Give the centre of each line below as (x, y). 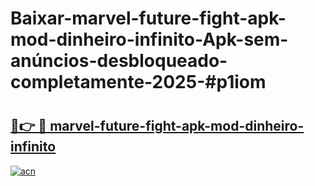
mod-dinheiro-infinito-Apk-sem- (149, 39)
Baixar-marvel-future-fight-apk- (148, 18)
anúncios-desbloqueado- (119, 61)
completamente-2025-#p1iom (138, 82)
